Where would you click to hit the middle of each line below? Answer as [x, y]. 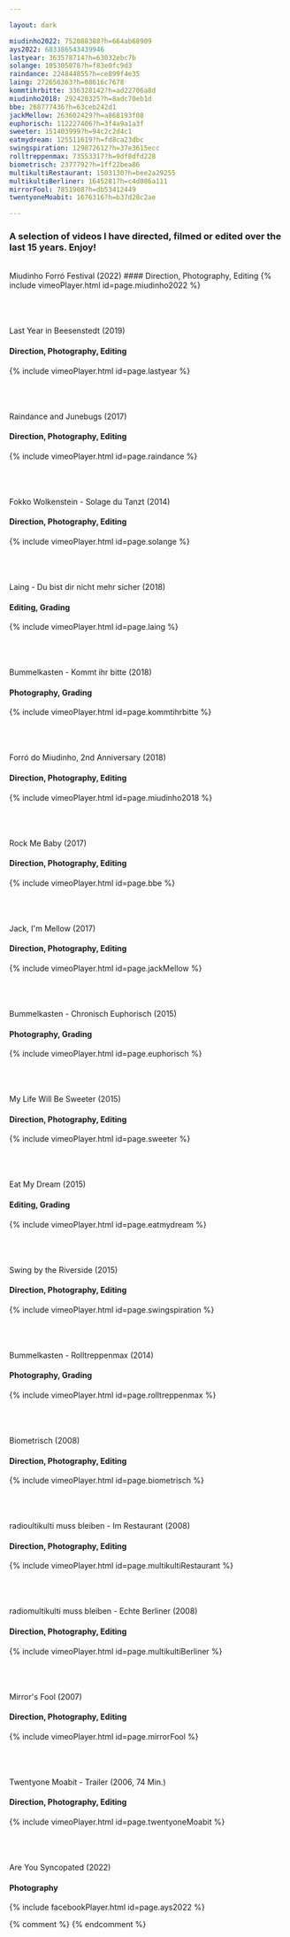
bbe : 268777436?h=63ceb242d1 [63, 107]
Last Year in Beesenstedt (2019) [67, 331]
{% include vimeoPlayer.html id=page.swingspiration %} [112, 1309]
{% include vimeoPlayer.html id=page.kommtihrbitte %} [111, 712]
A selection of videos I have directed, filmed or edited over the [145, 236]
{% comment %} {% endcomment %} [78, 1925]
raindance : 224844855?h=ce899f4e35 [75, 74]
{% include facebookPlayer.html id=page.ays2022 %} [107, 1907]
